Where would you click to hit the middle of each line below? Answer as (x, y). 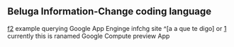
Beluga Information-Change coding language (109, 12)
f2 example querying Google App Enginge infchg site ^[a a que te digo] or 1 (117, 28)
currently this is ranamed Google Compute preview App (89, 36)
